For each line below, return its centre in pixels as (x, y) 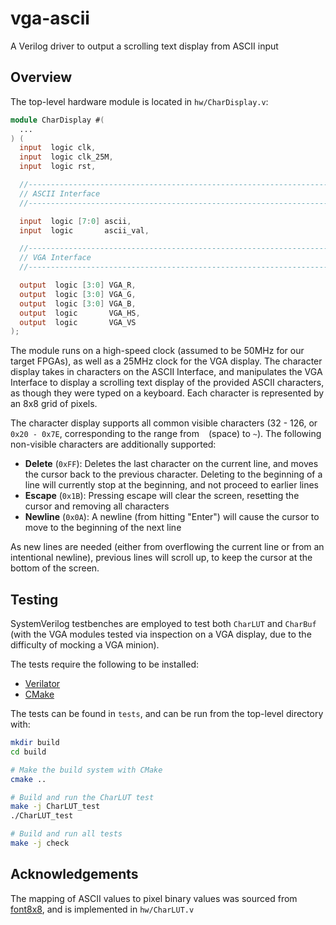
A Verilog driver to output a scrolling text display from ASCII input (144, 46)
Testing (34, 599)
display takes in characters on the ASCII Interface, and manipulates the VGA (166, 372)
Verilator (42, 684)
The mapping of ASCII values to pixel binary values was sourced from (154, 898)
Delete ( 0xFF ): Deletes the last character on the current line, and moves (171, 464)
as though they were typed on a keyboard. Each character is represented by (167, 393)
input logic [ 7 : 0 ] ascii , (75, 221)
